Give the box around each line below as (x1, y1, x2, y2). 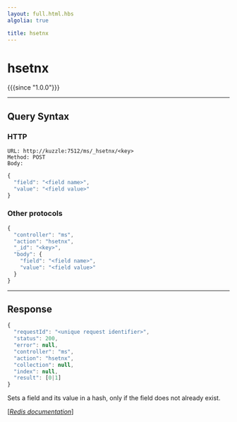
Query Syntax (7, 110, 70, 122)
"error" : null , (13, 342, 59, 349)
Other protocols (7, 209, 63, 219)
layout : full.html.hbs (7, 10, 74, 18)
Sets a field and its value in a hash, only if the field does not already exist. (7, 394, 221, 402)
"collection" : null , (13, 361, 74, 368)
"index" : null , (13, 368, 59, 375)
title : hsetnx (7, 30, 49, 37)
